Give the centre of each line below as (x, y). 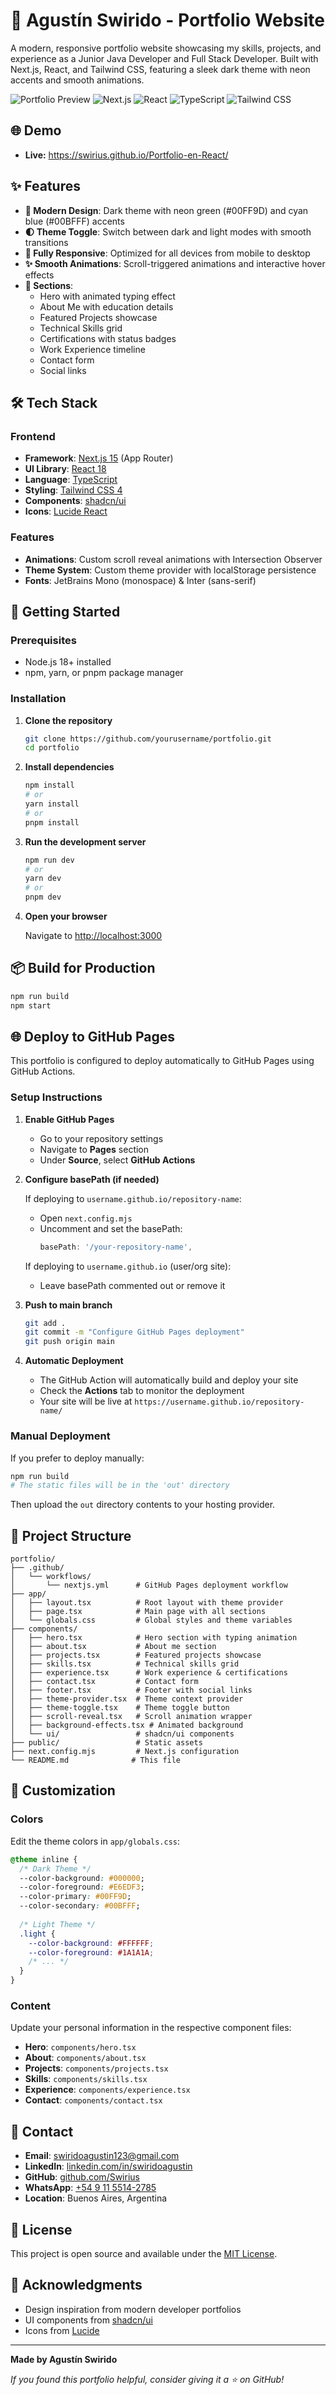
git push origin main (69, 1342)
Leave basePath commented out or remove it (132, 1285)
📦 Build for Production (83, 968)
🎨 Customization (63, 1790)
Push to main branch (68, 1305)
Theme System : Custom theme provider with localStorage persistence (170, 570)
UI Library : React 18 (65, 469)
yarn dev (43, 879)
